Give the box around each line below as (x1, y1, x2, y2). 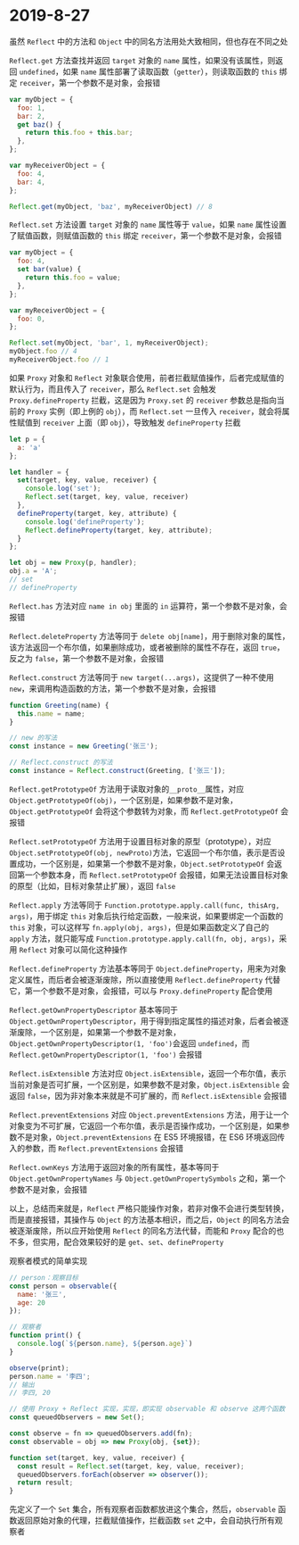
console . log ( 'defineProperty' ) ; (25, 517, 145, 527)
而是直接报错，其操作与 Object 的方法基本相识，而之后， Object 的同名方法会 (9, 1214, 290, 1225)
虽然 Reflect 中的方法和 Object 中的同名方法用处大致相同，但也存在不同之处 (9, 36, 288, 46)
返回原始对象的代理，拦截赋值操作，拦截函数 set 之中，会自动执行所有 (16, 1515, 276, 1526)
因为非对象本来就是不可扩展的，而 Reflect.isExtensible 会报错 (54, 1090, 287, 1101)
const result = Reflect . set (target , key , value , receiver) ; (17, 1461, 245, 1471)
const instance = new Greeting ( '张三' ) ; (9, 742, 158, 751)
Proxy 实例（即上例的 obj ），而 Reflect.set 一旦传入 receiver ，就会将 (26, 405, 282, 416)
